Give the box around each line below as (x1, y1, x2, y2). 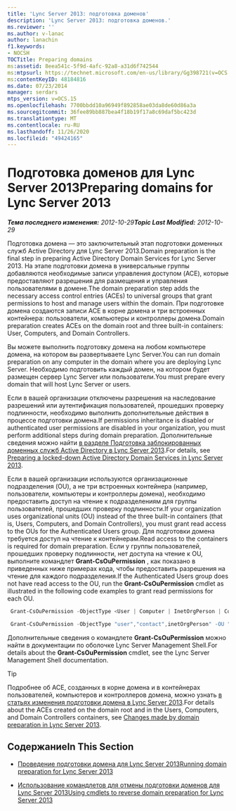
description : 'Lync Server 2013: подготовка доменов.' (7, 17, 171, 24)
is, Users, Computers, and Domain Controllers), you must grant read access (7, 520, 227, 528)
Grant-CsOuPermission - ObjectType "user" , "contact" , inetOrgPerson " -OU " (10, 621, 231, 628)
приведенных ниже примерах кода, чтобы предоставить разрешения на (7, 565, 226, 573)
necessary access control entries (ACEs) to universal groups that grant (7, 291, 213, 300)
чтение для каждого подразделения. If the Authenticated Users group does (7, 572, 229, 581)
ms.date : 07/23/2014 (7, 82, 68, 89)
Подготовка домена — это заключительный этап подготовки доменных (7, 239, 223, 248)
